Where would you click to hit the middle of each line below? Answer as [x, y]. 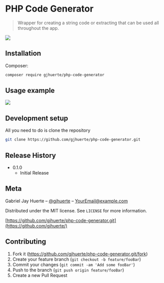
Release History [31, 155]
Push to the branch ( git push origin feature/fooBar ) [68, 270]
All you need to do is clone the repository [48, 130]
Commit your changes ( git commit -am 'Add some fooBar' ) [74, 264]
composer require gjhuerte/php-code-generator [55, 75]
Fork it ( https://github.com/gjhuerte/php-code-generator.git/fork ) [80, 254]
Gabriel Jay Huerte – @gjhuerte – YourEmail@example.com [67, 201]
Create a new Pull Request [40, 275]
